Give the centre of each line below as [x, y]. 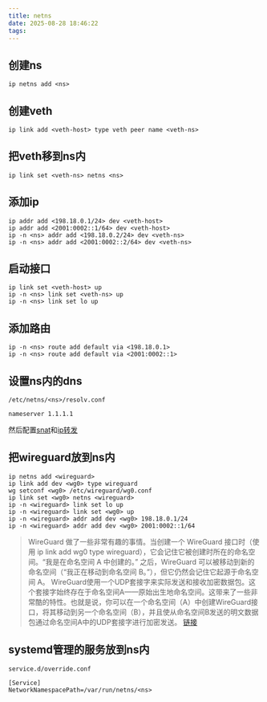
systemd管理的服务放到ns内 [79, 650]
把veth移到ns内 [47, 156]
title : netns [30, 16]
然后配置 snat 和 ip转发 [43, 430]
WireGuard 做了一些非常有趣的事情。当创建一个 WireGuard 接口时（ [140, 541]
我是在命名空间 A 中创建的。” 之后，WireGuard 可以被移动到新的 [150, 561]
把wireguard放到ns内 [62, 457]
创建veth [30, 110]
